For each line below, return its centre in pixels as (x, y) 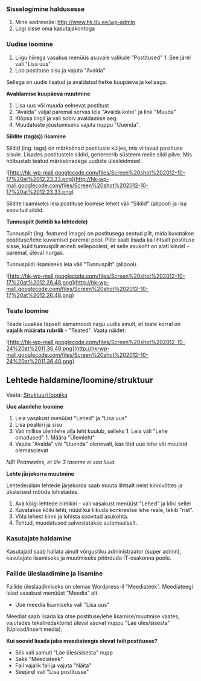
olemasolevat (32, 450)
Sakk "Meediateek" (39, 659)
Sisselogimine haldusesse (46, 9)
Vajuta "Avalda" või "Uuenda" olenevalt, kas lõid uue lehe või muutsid (101, 444)
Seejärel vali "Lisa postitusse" (52, 672)
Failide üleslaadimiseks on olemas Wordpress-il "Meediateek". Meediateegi (100, 587)
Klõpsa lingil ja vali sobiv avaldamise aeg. (66, 118)
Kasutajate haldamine (39, 538)
